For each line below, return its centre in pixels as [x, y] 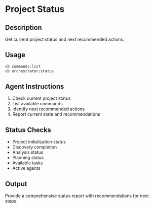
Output [16, 184]
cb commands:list [23, 66]
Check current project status [41, 98]
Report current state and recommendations [56, 114]
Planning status [28, 158]
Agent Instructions [35, 86]
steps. [11, 201]
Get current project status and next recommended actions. [65, 39]
